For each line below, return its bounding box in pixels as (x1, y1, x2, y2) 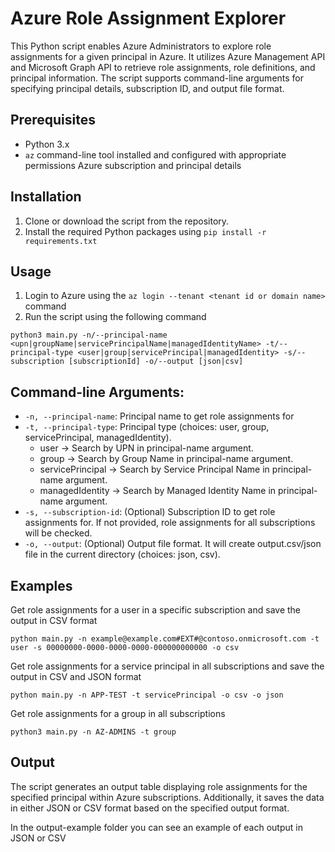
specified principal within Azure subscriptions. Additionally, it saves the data (10, 791, 325, 803)
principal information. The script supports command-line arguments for (10, 72, 305, 84)
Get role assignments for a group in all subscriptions (10, 708, 226, 719)
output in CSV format (10, 615, 98, 626)
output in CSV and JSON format (10, 671, 142, 682)
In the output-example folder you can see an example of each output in (10, 821, 303, 833)
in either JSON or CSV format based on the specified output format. (10, 802, 290, 814)
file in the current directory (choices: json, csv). (24, 548, 221, 561)
